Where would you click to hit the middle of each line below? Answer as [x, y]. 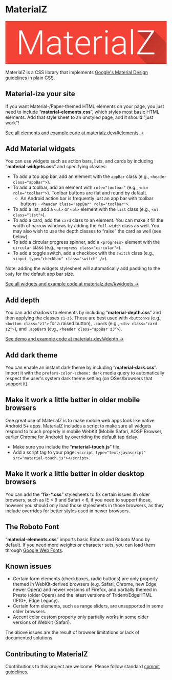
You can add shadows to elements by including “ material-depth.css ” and [83, 313]
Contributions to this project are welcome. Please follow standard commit [83, 667]
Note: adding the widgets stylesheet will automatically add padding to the [83, 269]
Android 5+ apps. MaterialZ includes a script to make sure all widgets [78, 426]
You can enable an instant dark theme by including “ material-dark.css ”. [81, 368]
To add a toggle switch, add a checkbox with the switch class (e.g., [83, 253]
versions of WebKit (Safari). [42, 622]
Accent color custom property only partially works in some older [81, 617]
